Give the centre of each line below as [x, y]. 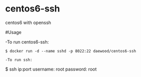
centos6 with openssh [28, 22]
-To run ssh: [19, 60]
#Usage [13, 32]
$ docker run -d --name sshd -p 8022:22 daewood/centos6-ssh [71, 51]
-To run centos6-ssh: [27, 42]
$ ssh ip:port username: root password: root [51, 69]
